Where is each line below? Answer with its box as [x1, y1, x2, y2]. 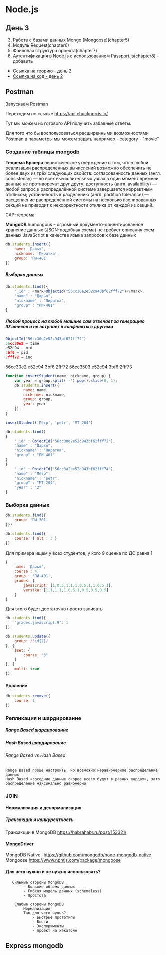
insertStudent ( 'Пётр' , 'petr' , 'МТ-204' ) [5, 420, 93, 425]
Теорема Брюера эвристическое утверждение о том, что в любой [5, 160, 149, 166]
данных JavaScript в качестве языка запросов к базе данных [5, 232, 136, 238]
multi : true [14, 666, 39, 672]
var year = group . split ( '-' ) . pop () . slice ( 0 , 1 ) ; [14, 378, 118, 383]
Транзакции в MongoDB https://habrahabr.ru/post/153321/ [5, 829, 127, 835]
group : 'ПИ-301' [14, 518, 49, 523]
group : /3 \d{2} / [14, 638, 49, 643]
